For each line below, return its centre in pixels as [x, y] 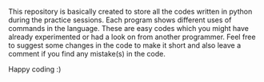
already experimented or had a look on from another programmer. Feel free [132, 37]
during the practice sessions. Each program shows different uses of [120, 20]
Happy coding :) [35, 69]
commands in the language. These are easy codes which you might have [129, 28]
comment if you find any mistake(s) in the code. [87, 54]
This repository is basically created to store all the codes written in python [130, 12]
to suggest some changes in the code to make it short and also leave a [125, 45]
